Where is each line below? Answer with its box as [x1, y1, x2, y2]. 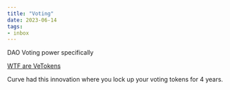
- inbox [7, 29, 30, 37]
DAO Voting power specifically [7, 48, 94, 57]
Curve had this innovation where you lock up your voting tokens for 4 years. [7, 75, 223, 84]
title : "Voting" [7, 10, 54, 17]
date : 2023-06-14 [7, 17, 57, 24]
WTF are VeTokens [7, 62, 61, 70]
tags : [7, 23, 23, 30]
